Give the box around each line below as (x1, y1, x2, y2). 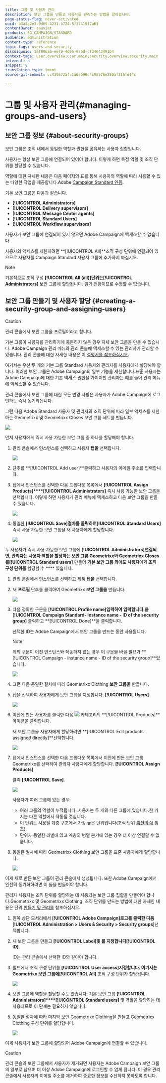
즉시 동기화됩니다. (18, 397, 53, 404)
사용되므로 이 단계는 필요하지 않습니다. (12, 1003, 87, 1009)
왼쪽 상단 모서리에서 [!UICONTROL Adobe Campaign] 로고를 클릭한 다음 (12, 915, 155, 921)
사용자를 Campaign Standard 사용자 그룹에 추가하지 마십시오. (18, 254, 139, 260)
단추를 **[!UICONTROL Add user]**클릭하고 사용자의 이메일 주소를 (12, 464, 144, 471)
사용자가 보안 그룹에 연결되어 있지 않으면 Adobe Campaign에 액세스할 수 (5, 231, 147, 237)
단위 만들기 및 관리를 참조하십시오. (14, 904, 81, 910)
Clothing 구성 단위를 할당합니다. (12, 1020, 75, 1026)
